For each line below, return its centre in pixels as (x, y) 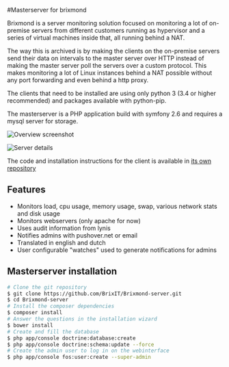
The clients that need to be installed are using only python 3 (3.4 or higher (112, 93)
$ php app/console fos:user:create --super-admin (79, 357)
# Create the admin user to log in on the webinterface (88, 351)
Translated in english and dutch (61, 242)
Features (26, 190)
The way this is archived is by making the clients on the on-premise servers (113, 51)
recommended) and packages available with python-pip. (87, 101)
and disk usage (38, 213)
